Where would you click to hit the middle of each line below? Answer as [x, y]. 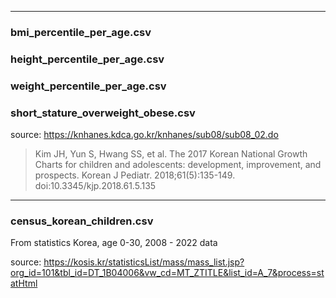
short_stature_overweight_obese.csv [103, 113]
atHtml [24, 283]
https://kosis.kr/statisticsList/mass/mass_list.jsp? [144, 262]
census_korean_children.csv [82, 221]
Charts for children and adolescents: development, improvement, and [178, 165]
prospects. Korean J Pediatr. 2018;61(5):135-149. [135, 175]
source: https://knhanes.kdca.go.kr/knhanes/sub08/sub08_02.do [144, 135]
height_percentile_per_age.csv [87, 59]
